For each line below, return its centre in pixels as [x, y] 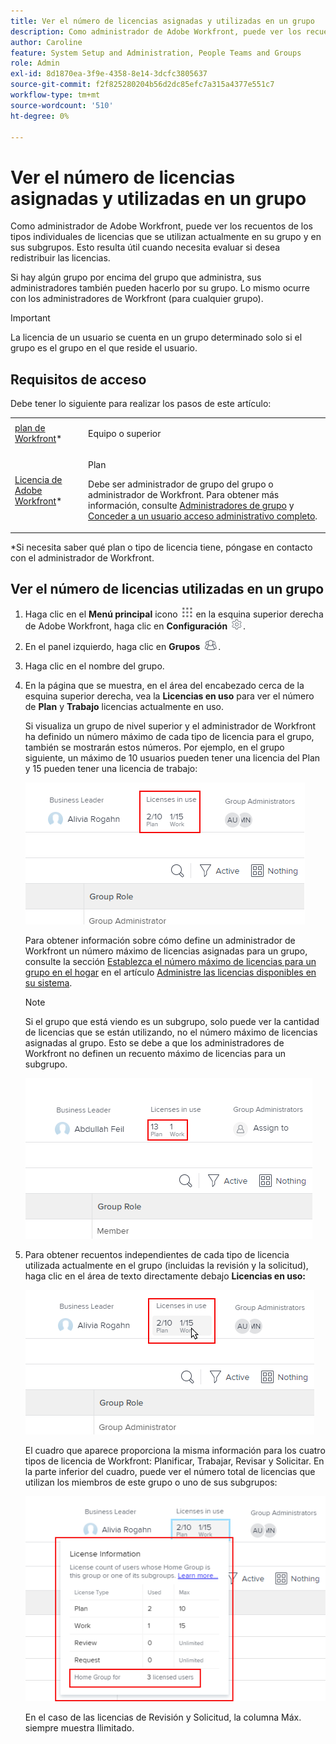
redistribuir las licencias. [60, 258]
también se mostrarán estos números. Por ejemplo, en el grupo [154, 747]
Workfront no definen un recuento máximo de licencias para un [155, 1054]
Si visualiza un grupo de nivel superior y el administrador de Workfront [170, 726]
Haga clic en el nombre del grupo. [94, 666]
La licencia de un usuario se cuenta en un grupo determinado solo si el [156, 337]
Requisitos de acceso [78, 379]
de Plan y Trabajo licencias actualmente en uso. [124, 707]
